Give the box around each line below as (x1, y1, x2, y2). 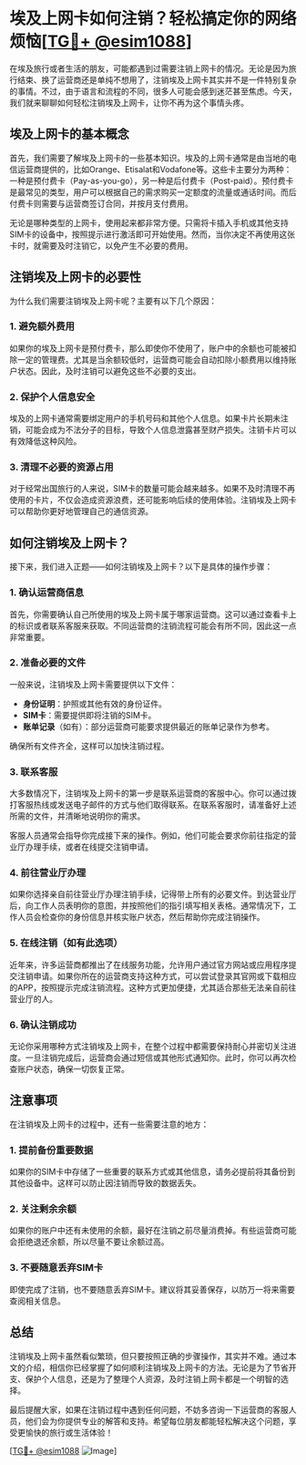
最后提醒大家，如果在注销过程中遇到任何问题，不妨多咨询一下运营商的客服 (9, 1404, 289, 1415)
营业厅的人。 (9, 993, 57, 1004)
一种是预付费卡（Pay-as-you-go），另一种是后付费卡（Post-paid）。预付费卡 (9, 175, 294, 186)
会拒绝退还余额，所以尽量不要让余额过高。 (9, 1236, 169, 1247)
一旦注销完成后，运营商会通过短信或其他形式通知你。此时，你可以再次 (25, 1052, 289, 1063)
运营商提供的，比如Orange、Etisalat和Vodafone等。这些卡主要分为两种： (16, 163, 292, 174)
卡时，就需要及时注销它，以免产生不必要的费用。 (9, 240, 193, 251)
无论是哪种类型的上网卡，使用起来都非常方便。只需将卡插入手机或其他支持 (9, 217, 289, 228)
